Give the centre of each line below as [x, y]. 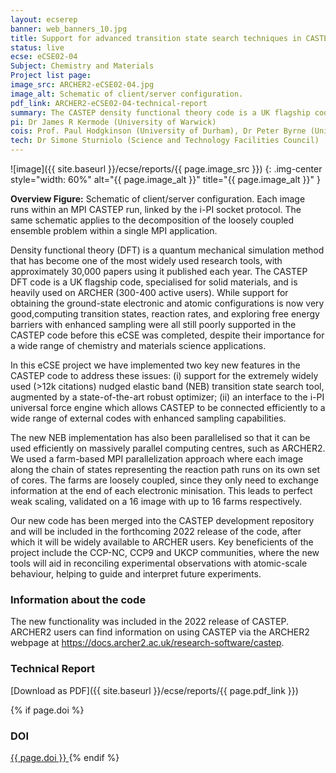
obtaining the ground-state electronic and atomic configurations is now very [167, 303]
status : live [37, 47]
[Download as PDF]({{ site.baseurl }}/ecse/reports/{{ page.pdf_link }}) [154, 690]
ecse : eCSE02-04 [44, 57]
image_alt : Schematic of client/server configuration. [127, 94]
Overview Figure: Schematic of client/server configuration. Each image [158, 199]
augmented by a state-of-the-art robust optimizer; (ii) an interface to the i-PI [167, 397]
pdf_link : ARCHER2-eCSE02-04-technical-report [109, 103]
